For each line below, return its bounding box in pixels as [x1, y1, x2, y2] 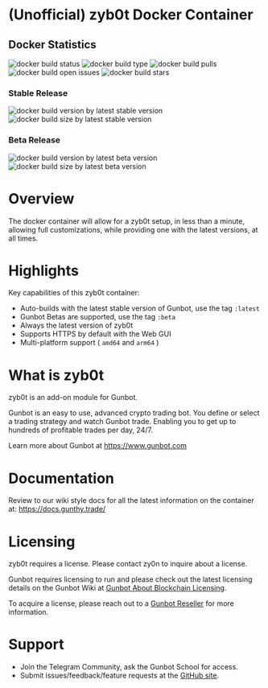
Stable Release [8, 87, 68, 98]
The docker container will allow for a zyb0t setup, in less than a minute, [8, 216, 245, 226]
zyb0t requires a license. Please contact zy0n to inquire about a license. [8, 559, 248, 569]
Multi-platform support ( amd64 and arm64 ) [19, 338, 159, 348]
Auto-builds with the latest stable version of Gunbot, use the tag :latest [19, 303, 260, 313]
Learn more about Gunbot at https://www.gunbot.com [8, 441, 188, 451]
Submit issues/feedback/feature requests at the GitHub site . [19, 670, 220, 681]
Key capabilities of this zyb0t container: [8, 288, 140, 298]
